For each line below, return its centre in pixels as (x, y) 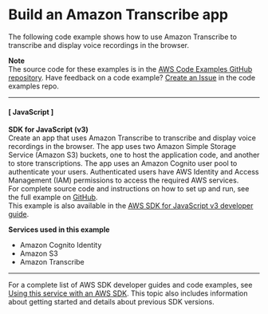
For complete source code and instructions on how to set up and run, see (129, 189)
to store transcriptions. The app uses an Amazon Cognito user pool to (123, 163)
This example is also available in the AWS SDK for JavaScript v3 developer (131, 206)
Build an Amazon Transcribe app (118, 15)
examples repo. (34, 86)
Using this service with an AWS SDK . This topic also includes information (128, 293)
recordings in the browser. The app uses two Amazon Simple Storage (122, 147)
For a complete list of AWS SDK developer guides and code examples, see (130, 285)
